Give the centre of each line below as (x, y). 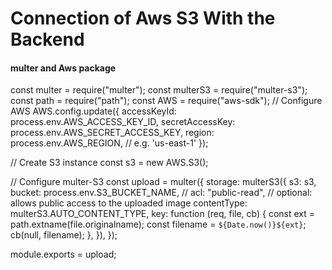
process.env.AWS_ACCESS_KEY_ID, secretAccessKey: (123, 122)
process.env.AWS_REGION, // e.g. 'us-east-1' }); (109, 143)
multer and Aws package (63, 68)
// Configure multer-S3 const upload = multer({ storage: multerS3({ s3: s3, (163, 182)
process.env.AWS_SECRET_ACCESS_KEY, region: (112, 133)
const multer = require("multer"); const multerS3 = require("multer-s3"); (159, 90)
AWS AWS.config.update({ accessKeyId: (93, 111)
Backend (47, 39)
